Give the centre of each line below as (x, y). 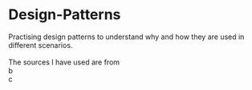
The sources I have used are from (64, 62)
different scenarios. (41, 45)
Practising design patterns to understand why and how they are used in (126, 37)
